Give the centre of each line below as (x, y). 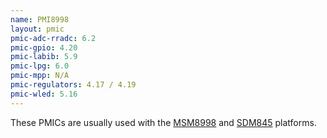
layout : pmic (37, 29)
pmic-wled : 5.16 (44, 94)
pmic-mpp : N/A (40, 76)
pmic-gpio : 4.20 (44, 47)
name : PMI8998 (40, 19)
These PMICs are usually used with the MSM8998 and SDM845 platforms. (163, 122)
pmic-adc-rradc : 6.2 (53, 38)
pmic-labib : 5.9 (44, 57)
